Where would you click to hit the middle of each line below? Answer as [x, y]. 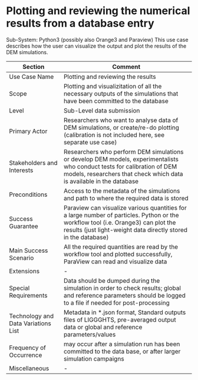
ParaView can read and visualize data [115, 262]
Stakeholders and [33, 163]
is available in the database [101, 181]
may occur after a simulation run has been [122, 344]
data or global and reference [103, 327]
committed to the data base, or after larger [122, 351]
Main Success [29, 250]
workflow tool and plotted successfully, [118, 254]
